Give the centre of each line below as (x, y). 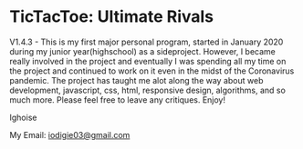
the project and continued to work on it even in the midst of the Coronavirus (152, 71)
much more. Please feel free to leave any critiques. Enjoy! (118, 99)
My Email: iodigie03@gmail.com (70, 134)
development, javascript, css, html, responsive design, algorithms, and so (147, 90)
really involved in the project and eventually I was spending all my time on (148, 61)
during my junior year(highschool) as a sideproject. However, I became (143, 51)
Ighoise (23, 117)
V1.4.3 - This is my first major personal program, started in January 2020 (146, 42)
